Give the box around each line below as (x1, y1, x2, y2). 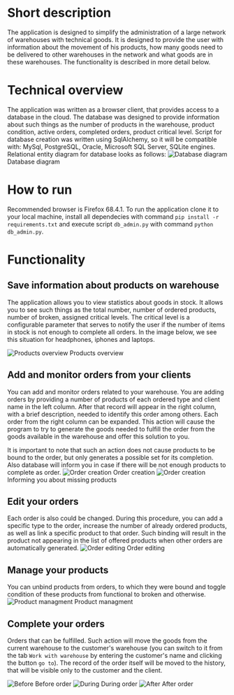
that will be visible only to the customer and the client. (7, 666, 163, 675)
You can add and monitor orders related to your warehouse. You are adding (7, 387, 225, 396)
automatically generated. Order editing (7, 544, 166, 552)
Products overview (69, 348, 124, 357)
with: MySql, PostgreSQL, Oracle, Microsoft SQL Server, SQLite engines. (7, 142, 215, 151)
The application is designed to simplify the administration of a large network (7, 28, 226, 36)
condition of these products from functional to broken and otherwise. (7, 590, 206, 599)
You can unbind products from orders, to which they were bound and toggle (7, 582, 226, 592)
